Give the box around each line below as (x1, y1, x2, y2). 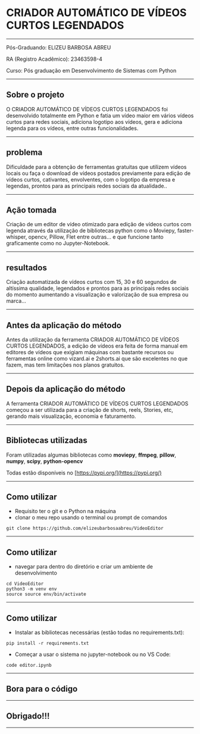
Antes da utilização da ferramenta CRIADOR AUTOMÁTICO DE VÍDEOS (6, 336, 180, 343)
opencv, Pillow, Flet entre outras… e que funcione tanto (28, 233, 164, 240)
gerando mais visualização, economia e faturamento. (6, 413, 136, 420)
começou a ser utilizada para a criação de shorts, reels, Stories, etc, (6, 406, 174, 413)
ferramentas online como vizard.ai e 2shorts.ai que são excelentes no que (6, 355, 188, 362)
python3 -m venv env (6, 586, 58, 592)
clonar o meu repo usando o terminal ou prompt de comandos (14, 514, 168, 521)
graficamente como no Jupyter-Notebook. (6, 240, 110, 247)
